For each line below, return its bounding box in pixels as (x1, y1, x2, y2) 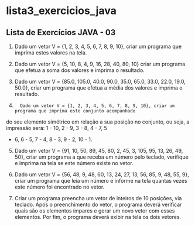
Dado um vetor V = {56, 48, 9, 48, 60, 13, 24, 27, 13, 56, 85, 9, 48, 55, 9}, (14, 171, 189, 178)
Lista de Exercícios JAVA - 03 (6, 28, 116, 37)
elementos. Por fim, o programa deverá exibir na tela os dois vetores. (14, 214, 182, 220)
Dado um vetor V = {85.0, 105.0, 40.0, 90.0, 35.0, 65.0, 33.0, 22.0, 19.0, (14, 78, 186, 85)
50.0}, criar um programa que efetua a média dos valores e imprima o (14, 84, 183, 91)
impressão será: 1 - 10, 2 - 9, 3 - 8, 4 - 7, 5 (6, 125, 107, 131)
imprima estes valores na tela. (14, 49, 87, 56)
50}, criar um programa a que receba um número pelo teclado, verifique (14, 153, 189, 160)
